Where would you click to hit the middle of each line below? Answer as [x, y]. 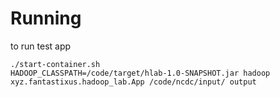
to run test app [41, 46]
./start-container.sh [55, 64]
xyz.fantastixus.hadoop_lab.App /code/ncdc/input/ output [133, 82]
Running [46, 18]
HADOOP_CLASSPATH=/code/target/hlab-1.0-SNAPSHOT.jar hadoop [140, 73]
